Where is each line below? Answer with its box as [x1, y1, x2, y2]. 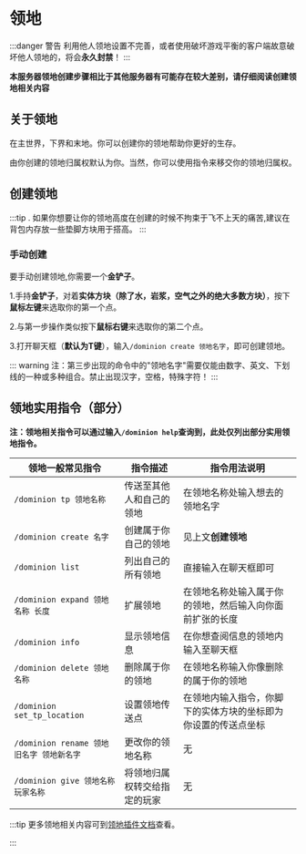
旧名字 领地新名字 [14, 749, 81, 759]
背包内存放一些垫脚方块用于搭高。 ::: [9, 223, 148, 234]
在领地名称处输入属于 [183, 585, 275, 598]
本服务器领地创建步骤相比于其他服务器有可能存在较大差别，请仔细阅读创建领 [9, 70, 297, 82]
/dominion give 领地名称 [14, 776, 116, 786]
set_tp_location [14, 710, 85, 720]
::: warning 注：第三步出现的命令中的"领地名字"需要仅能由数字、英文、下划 [9, 359, 291, 370]
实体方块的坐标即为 [201, 705, 284, 717]
